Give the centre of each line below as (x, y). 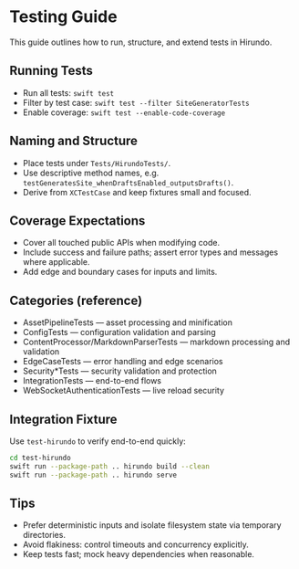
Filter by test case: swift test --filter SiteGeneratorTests (136, 102)
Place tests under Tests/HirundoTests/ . (97, 163)
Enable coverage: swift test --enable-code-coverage (124, 112)
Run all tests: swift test (68, 92)
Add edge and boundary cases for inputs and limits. (120, 272)
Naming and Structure (74, 141)
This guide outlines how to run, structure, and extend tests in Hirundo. (141, 42)
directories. (44, 535)
